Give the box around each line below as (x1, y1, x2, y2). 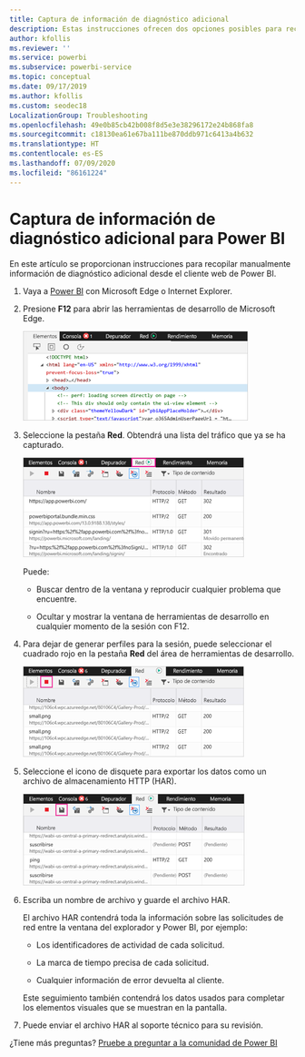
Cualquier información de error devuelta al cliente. (35, 974, 225, 985)
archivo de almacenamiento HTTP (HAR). (22, 775, 177, 787)
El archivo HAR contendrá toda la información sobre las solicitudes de (22, 911, 284, 923)
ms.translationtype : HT (9, 139, 100, 149)
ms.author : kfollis (9, 91, 84, 100)
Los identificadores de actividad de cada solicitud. (35, 939, 225, 950)
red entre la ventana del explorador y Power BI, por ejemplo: (22, 921, 248, 932)
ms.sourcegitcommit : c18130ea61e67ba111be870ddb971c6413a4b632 (9, 130, 254, 139)
